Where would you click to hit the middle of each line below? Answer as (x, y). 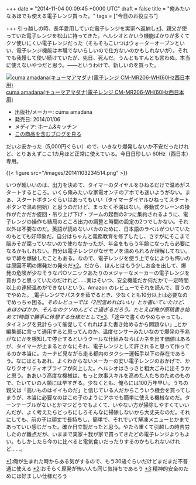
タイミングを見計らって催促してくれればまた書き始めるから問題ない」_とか (97, 324)
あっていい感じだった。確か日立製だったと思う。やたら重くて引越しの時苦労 (98, 427)
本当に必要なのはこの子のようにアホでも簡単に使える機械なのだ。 (106, 397)
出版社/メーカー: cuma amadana (53, 112)
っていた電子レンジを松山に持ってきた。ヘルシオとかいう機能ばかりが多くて (98, 36)
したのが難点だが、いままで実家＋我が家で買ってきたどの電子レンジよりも (96, 434)
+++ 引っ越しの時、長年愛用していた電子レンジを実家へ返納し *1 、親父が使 (97, 28)
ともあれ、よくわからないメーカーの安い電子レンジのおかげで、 (108, 361)
